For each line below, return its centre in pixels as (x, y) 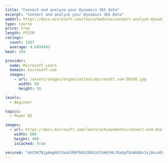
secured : (14, 152)
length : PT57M (20, 33)
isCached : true (30, 143)
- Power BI (21, 116)
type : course (19, 24)
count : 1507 (22, 42)
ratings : (14, 38)
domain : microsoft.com (33, 70)
